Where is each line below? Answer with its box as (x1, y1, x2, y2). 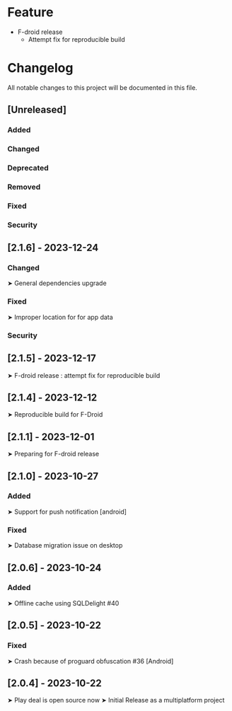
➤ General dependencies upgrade (7, 279, 108, 287)
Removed (7, 182, 41, 192)
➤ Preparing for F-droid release (7, 450, 100, 458)
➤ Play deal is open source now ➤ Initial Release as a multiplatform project (7, 696, 225, 705)
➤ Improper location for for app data (7, 313, 113, 321)
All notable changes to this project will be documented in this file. (7, 83, 198, 92)
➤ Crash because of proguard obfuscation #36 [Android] (7, 657, 174, 665)
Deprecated (7, 163, 50, 173)
